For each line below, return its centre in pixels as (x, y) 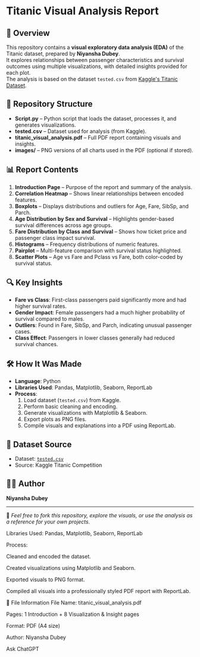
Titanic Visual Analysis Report (82, 11)
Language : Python (37, 381)
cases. (23, 332)
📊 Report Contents (42, 170)
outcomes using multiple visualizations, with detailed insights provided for (97, 66)
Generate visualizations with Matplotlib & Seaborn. (85, 413)
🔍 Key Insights (35, 283)
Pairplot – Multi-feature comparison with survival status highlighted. (99, 250)
